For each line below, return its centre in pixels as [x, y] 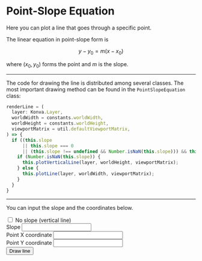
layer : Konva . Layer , [37, 112]
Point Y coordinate [29, 242]
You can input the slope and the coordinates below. [70, 207]
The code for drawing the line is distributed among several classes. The [95, 83]
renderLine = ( [25, 106]
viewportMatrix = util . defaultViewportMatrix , [71, 129]
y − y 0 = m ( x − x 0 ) [101, 51]
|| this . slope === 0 [48, 146]
